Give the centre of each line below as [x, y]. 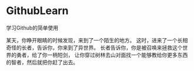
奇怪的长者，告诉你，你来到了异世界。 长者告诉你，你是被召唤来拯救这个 [94, 48]
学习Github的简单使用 [32, 28]
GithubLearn [37, 11]
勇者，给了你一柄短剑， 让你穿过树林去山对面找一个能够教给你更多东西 [102, 55]
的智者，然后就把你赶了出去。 [42, 62]
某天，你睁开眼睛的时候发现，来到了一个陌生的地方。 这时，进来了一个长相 [97, 40]
